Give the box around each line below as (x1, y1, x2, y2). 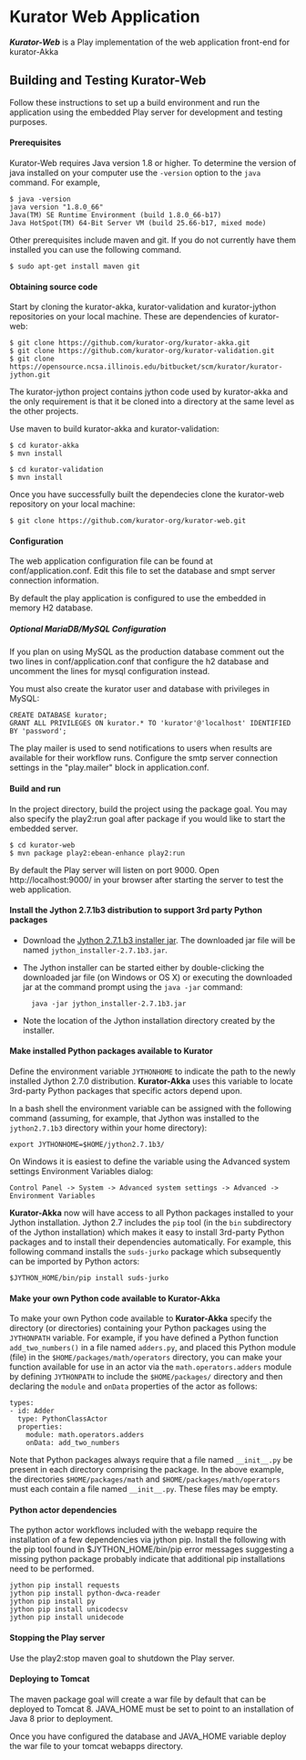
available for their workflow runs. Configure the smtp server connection (9, 753, 278, 764)
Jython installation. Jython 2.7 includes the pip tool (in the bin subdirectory (9, 1216, 292, 1228)
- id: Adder (9, 1407, 55, 1416)
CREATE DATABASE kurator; (9, 711, 107, 720)
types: (9, 1399, 35, 1408)
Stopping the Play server (9, 1631, 106, 1643)
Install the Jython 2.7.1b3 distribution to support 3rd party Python (9, 905, 262, 916)
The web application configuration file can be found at (9, 556, 214, 567)
